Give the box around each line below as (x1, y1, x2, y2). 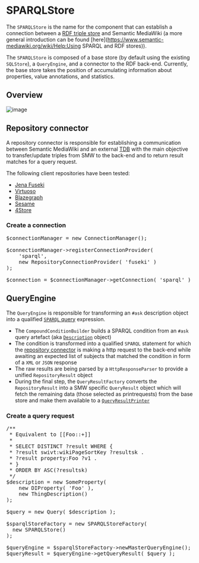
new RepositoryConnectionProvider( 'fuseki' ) (18, 259, 157, 265)
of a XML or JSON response (14, 359, 77, 366)
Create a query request (6, 412, 74, 420)
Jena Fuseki (14, 181, 45, 188)
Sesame (14, 200, 35, 207)
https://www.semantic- (107, 36, 164, 43)
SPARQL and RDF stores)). (82, 42, 147, 49)
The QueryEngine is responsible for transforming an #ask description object (6, 309, 189, 316)
